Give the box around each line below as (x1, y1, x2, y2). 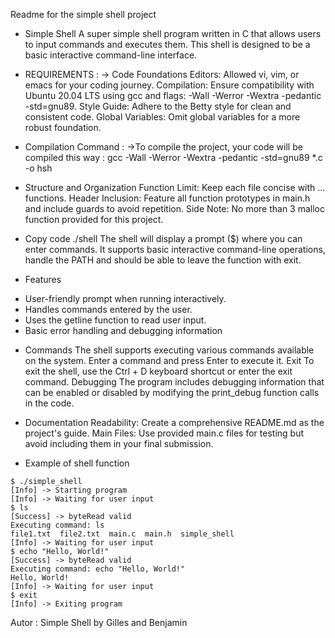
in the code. (24, 397, 75, 409)
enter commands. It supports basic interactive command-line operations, (24, 244, 326, 255)
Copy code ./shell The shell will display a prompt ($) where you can (24, 233, 303, 244)
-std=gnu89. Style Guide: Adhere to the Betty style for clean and (24, 100, 292, 112)
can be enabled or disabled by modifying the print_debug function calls (24, 387, 320, 398)
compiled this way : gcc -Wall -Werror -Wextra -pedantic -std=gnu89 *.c (24, 152, 323, 163)
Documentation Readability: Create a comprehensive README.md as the (24, 417, 325, 428)
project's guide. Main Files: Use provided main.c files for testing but (24, 427, 305, 439)
